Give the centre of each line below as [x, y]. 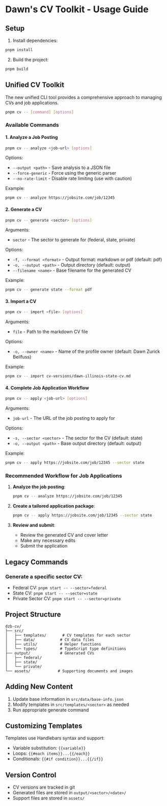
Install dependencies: [35, 40]
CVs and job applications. [32, 103]
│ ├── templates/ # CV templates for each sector [68, 635]
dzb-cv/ [13, 626]
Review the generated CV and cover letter [64, 535]
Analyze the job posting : [39, 487]
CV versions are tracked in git [44, 787]
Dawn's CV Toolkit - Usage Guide [77, 9]
